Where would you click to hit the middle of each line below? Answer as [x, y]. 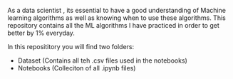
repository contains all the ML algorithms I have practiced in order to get [113, 25]
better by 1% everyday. [41, 33]
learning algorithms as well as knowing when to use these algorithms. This [116, 18]
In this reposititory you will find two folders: [71, 47]
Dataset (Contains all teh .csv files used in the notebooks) [102, 60]
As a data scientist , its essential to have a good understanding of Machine [117, 10]
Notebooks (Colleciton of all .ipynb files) [77, 68]
